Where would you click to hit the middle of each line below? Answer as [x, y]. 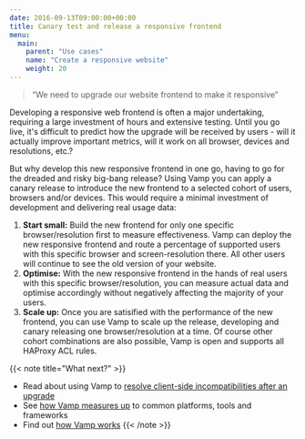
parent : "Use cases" [65, 52]
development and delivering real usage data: [93, 207]
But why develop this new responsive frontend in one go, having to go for [147, 168]
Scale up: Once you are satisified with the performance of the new [147, 311]
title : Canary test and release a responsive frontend [116, 26]
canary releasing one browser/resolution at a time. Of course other [147, 331]
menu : [20, 35]
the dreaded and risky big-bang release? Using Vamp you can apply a [141, 178]
